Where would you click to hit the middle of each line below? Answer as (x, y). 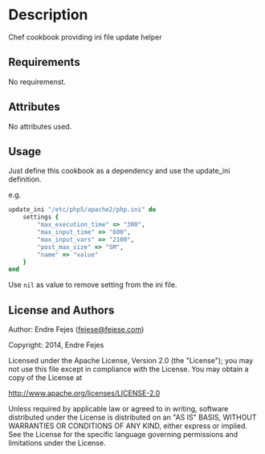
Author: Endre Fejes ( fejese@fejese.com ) (76, 329)
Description (48, 15)
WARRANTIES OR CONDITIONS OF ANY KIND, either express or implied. (128, 426)
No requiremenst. (37, 81)
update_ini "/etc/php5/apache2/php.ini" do (82, 210)
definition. (25, 179)
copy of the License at (45, 378)
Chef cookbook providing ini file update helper (85, 37)
